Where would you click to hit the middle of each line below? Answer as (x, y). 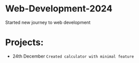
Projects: (24, 42)
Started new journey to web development (48, 22)
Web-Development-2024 (59, 9)
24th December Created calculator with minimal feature (73, 56)
